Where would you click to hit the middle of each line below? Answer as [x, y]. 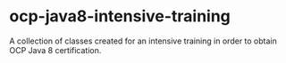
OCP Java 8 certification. [55, 50]
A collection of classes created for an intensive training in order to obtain [143, 41]
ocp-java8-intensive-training [120, 16]
